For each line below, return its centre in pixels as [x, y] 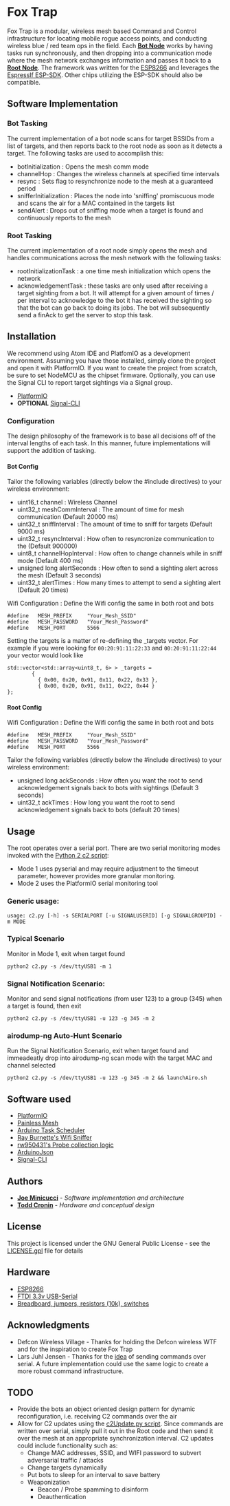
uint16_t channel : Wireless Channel [67, 502]
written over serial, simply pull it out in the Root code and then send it [115, 1431]
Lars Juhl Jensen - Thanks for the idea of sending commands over [111, 1356]
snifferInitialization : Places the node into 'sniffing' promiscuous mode [116, 195]
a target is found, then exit [44, 1006]
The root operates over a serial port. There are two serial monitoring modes [114, 848]
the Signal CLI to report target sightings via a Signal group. [90, 382]
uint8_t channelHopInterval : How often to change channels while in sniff [119, 553]
